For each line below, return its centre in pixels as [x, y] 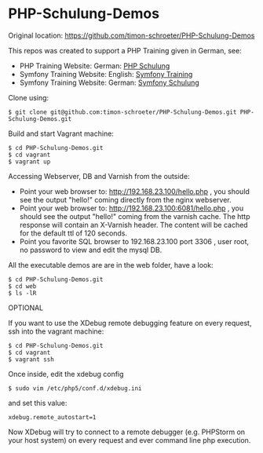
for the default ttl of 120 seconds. [73, 233]
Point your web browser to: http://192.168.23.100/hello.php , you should [134, 191]
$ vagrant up [29, 162]
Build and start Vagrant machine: [61, 133]
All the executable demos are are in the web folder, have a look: [111, 265]
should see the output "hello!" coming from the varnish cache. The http [135, 216]
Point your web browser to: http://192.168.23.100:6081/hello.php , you [131, 208]
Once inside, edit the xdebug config [66, 374]
